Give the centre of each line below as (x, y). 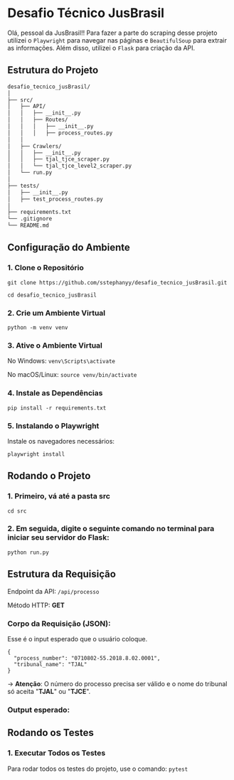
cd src (17, 511)
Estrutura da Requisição (62, 574)
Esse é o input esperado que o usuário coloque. (78, 639)
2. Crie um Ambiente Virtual (57, 313)
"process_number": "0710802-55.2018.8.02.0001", (87, 658)
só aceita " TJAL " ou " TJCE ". (49, 691)
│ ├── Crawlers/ (34, 146)
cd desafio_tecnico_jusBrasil (52, 295)
